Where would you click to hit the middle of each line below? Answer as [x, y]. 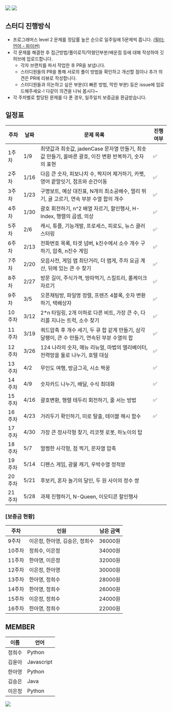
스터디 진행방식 [28, 26]
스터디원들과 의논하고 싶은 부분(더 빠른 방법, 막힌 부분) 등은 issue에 [88, 84]
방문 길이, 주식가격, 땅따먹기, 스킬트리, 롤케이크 [94, 278]
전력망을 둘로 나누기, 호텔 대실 [74, 355]
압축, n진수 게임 [70, 251]
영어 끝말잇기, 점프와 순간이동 [74, 181]
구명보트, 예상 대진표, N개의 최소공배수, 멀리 [90, 191]
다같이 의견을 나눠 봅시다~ [72, 91]
